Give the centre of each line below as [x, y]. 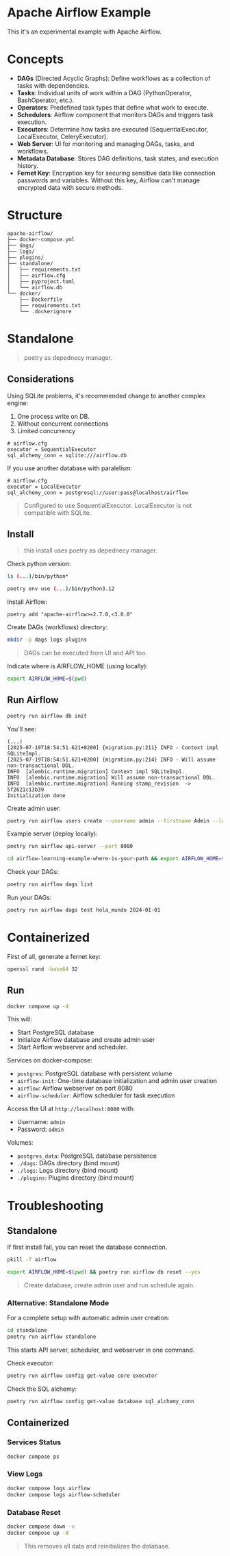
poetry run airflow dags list [50, 885]
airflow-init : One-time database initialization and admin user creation [117, 1081]
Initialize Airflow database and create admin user [86, 1040]
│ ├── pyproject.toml [41, 281]
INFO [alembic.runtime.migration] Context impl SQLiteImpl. [96, 771]
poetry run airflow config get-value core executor [82, 1376]
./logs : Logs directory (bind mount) [67, 1171]
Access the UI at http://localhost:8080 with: [71, 1109]
